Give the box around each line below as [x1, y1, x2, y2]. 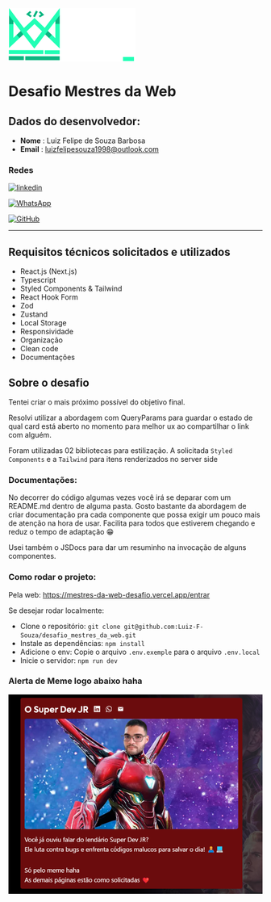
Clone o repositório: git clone [19, 621, 121, 631]
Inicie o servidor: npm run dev [19, 655, 119, 665]
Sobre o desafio [8, 375, 90, 389]
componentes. [8, 552, 56, 561]
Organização [19, 335, 63, 345]
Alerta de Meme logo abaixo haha [8, 675, 143, 686]
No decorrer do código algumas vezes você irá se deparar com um [8, 493, 231, 502]
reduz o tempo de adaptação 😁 [8, 527, 115, 537]
